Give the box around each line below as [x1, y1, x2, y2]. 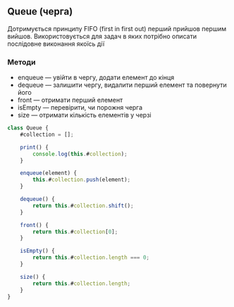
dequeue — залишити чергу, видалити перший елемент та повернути [17, 81, 227, 89]
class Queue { [7, 124, 49, 132]
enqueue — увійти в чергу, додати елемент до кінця [17, 74, 175, 82]
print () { [20, 144, 49, 151]
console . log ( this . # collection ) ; [32, 150, 128, 158]
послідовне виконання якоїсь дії [7, 39, 105, 48]
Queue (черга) [7, 6, 73, 18]
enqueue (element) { [20, 170, 78, 177]
